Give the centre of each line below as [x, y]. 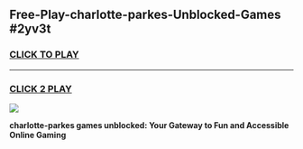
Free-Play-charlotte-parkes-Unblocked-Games [145, 15]
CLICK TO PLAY [44, 55]
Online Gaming [38, 135]
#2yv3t [30, 29]
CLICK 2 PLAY [41, 88]
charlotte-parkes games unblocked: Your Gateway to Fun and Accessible [149, 125]
